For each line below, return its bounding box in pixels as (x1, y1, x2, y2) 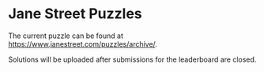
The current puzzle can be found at (8, 31, 124, 40)
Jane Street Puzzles (8, 5, 142, 23)
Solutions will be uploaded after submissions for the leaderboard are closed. (8, 55, 257, 64)
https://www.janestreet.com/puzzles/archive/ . (8, 39, 158, 48)
